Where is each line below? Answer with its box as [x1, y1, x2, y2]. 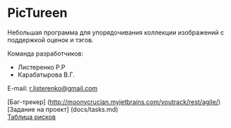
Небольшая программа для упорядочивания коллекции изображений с [7, 28, 225, 37]
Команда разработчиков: [7, 49, 83, 58]
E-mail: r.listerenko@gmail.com [7, 84, 97, 92]
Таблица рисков [7, 113, 57, 121]
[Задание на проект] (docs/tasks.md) [7, 105, 119, 113]
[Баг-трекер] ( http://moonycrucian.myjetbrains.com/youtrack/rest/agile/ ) [7, 97, 221, 106]
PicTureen [7, 5, 68, 21]
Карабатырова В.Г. [17, 70, 76, 79]
